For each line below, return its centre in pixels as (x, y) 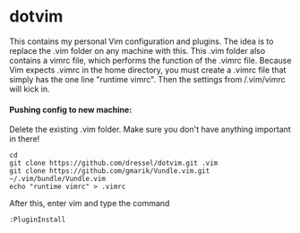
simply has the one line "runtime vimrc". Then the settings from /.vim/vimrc (147, 79)
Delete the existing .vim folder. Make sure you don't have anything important (150, 129)
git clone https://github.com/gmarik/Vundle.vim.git (110, 171)
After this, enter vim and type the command (90, 203)
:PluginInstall (38, 220)
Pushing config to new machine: (71, 109)
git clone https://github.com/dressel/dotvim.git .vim (114, 163)
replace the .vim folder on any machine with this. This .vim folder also (137, 50)
